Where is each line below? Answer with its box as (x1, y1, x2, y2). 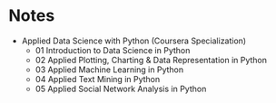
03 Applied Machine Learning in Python (34, 64, 183, 75)
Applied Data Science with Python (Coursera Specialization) (21, 35, 247, 46)
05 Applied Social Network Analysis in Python (34, 83, 207, 94)
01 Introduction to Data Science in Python (34, 44, 191, 55)
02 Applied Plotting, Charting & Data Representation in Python (34, 54, 268, 65)
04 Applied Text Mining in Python (34, 73, 161, 84)
